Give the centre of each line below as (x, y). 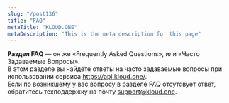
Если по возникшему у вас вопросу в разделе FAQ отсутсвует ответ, (112, 84)
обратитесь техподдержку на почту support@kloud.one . (92, 92)
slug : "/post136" (33, 14)
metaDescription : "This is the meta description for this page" (104, 34)
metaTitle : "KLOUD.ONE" (43, 27)
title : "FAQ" (27, 21)
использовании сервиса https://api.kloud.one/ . (77, 77)
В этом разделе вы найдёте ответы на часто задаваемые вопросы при (115, 69)
